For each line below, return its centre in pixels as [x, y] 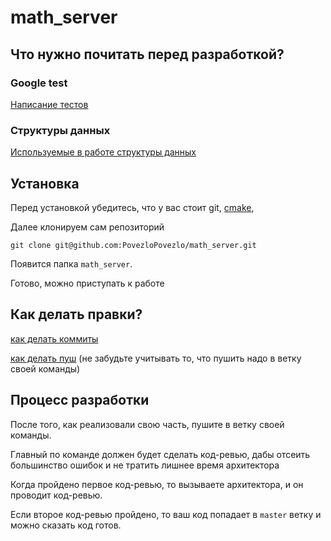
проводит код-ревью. [56, 495]
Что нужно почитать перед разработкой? [147, 54]
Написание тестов [49, 104]
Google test [39, 83]
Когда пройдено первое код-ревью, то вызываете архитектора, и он [157, 484]
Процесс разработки [80, 400]
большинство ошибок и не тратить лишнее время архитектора [145, 465]
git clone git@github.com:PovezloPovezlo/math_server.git [133, 245]
